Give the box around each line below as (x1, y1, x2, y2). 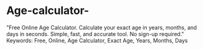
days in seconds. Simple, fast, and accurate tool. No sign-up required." (6, 30, 185, 37)
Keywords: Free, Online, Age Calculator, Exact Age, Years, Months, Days (6, 37, 188, 44)
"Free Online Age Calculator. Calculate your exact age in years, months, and (6, 24, 197, 31)
